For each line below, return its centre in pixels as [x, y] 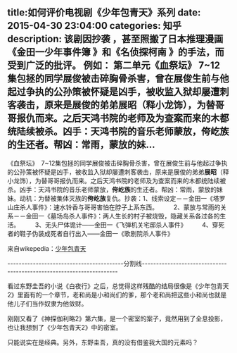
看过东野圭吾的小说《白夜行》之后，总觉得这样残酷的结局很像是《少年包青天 [118, 286]
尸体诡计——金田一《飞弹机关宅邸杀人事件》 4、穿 [138, 225]
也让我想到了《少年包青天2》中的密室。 [65, 327]
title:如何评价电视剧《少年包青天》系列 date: [104, 13]
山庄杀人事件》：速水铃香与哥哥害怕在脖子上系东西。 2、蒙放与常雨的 [114, 207]
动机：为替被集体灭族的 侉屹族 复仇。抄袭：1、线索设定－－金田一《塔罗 [122, 198]
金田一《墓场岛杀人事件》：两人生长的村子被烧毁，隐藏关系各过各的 [123, 216]
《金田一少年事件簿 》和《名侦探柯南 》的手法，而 [116, 52]
